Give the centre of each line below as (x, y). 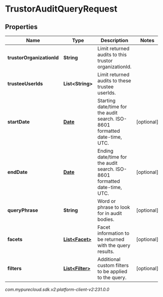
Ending (105, 151)
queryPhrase (23, 210)
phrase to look (114, 207)
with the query (114, 245)
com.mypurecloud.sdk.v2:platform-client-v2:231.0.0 (57, 289)
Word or (106, 201)
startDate (19, 122)
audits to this (112, 55)
